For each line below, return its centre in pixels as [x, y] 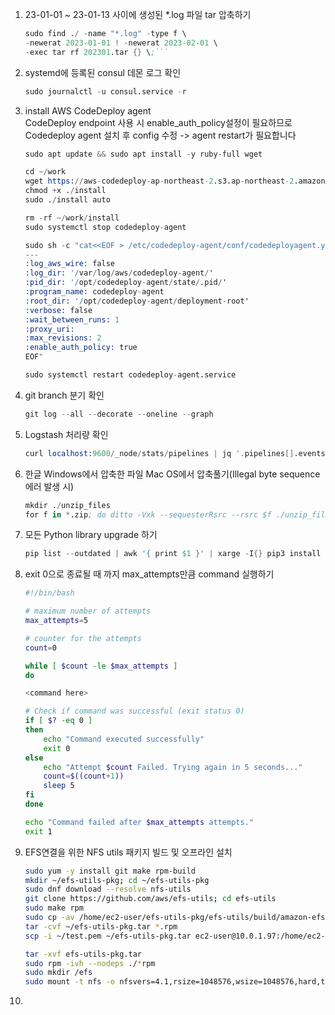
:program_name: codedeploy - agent [94, 292]
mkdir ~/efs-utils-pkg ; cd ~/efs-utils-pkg [117, 880]
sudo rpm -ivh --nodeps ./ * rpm [90, 963]
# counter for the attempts [83, 638]
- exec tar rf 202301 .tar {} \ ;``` [96, 52]
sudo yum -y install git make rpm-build [110, 871]
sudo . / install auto [67, 200]
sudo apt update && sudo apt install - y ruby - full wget [143, 154]
